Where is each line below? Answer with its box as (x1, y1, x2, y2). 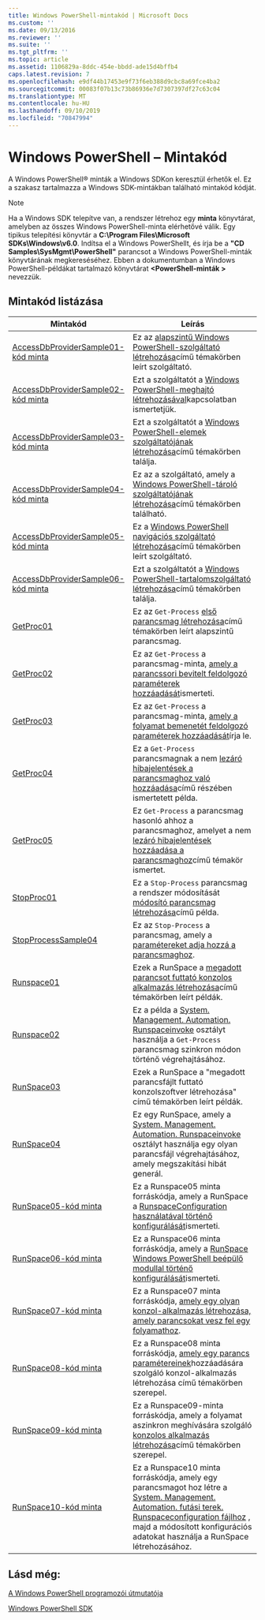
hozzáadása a (132, 844, 185, 855)
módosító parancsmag (132, 896, 216, 907)
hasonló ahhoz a (132, 814, 194, 825)
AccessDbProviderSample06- (12, 573, 125, 584)
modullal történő (132, 1263, 193, 1274)
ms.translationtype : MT (8, 92, 87, 100)
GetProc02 (12, 668, 53, 679)
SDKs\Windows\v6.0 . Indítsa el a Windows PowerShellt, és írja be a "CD (8, 238, 244, 248)
